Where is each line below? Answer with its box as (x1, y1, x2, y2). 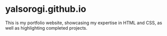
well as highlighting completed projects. (5, 25, 88, 31)
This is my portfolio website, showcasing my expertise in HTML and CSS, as (5, 20, 162, 26)
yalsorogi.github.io (5, 3, 87, 15)
